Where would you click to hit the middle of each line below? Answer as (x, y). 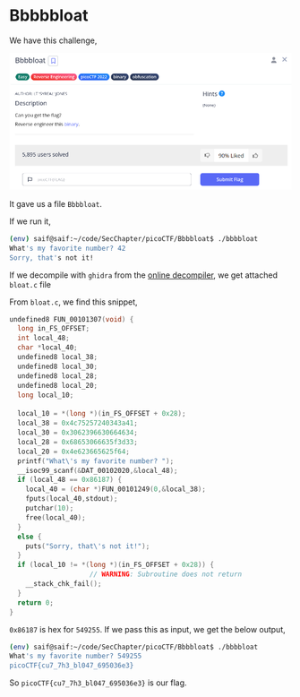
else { (30, 537)
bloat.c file (30, 284)
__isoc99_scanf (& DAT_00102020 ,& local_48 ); (98, 470)
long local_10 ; (46, 395)
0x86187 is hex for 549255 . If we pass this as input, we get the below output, (148, 629)
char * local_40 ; (47, 348)
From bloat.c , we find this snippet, (73, 302)
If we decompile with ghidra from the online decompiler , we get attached (143, 275)
